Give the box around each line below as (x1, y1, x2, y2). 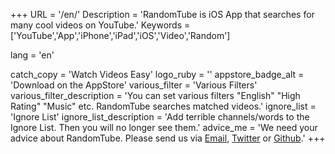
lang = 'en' (10, 49, 55, 61)
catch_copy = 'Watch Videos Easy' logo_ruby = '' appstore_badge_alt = (10, 69, 305, 80)
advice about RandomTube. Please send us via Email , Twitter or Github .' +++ (10, 132, 326, 144)
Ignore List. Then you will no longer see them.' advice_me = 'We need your (10, 122, 318, 133)
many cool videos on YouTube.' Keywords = (10, 19, 191, 31)
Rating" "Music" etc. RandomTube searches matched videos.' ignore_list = (10, 100, 317, 112)
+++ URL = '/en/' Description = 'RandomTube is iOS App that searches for (10, 9, 315, 20)
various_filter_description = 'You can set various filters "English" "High (10, 90, 301, 101)
